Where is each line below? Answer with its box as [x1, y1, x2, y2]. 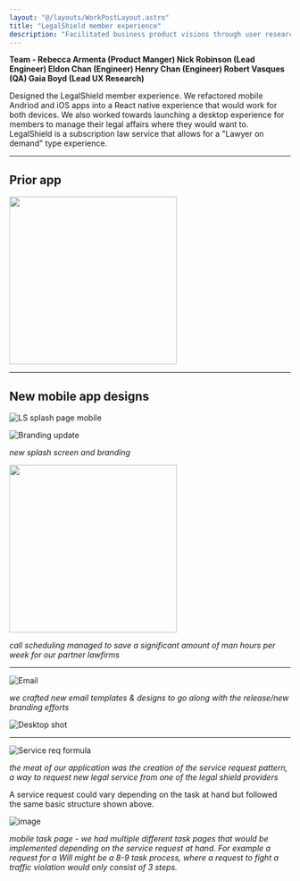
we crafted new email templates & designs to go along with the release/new [9, 692, 289, 703]
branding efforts [9, 702, 70, 712]
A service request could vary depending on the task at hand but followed [9, 789, 278, 800]
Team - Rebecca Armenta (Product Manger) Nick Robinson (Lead [9, 55, 256, 65]
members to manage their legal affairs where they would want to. [9, 119, 249, 130]
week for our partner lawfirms [9, 649, 121, 660]
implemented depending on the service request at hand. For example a [9, 843, 271, 853]
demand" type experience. [9, 138, 108, 148]
